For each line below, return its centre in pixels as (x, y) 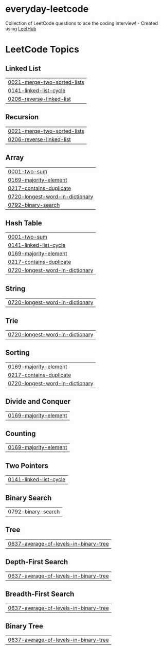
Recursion (22, 117)
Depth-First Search (37, 562)
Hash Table (24, 223)
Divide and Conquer (38, 402)
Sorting (17, 353)
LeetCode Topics (42, 50)
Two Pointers (27, 466)
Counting (21, 434)
